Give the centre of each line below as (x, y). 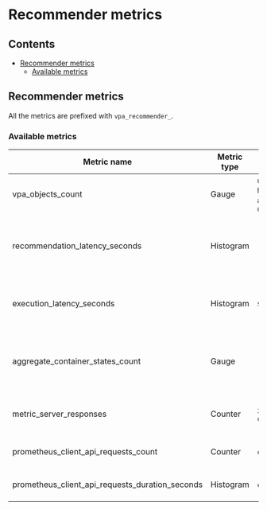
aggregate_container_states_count (77, 361)
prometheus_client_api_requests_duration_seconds (108, 485)
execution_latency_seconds (64, 304)
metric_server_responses (60, 414)
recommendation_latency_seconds (77, 246)
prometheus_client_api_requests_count (85, 452)
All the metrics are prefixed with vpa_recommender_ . (91, 115)
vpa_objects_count (47, 194)
